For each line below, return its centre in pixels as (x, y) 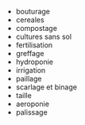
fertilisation (34, 45)
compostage (37, 28)
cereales (30, 20)
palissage (31, 112)
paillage (29, 79)
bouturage (33, 11)
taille (23, 95)
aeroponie (33, 104)
